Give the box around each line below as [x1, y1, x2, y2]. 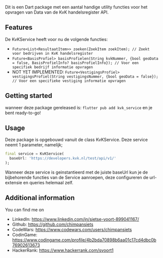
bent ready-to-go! [5, 110, 41, 116]
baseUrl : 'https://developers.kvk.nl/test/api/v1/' [9, 156, 117, 161]
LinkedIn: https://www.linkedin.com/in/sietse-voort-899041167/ [12, 216, 140, 222]
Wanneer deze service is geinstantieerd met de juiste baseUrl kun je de [5, 169, 148, 175]
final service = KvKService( [5, 151, 64, 157]
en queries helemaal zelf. [23, 180, 73, 186]
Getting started [5, 92, 53, 100]
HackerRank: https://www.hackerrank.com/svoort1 [12, 247, 114, 253]
